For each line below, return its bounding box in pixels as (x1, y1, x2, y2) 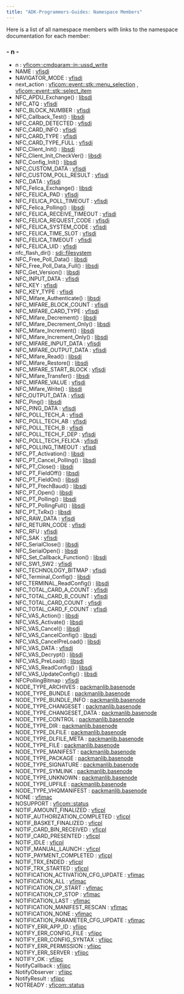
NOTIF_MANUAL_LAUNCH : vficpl (15, 845, 100, 853)
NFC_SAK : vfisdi (15, 534, 58, 542)
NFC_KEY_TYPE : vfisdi (15, 288, 74, 295)
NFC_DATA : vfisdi (15, 177, 61, 185)
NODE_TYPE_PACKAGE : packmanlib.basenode (15, 754, 134, 762)
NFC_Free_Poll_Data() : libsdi (15, 256, 88, 263)
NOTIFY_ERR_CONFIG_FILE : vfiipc (15, 929, 102, 937)
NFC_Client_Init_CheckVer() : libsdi (15, 152, 102, 159)
